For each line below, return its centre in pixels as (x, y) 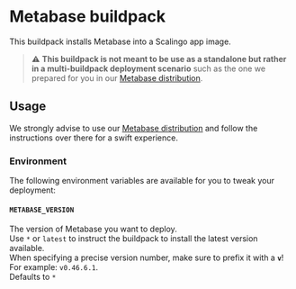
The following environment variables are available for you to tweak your (142, 181)
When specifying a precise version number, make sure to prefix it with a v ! (147, 257)
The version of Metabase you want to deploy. (93, 229)
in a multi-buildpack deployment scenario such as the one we (148, 68)
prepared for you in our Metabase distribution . (117, 77)
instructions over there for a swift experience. (94, 138)
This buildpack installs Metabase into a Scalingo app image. (120, 41)
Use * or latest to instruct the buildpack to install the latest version (134, 239)
